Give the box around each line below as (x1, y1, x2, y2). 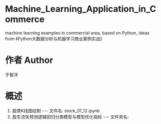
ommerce (5, 14, 45, 25)
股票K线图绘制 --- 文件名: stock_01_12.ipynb (12, 107, 100, 113)
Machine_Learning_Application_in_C (5, 3, 156, 15)
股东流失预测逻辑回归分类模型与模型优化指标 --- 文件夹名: (12, 114, 129, 120)
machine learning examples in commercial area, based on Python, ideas (5, 30, 150, 36)
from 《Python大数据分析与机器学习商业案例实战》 (5, 36, 105, 41)
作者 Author (5, 55, 54, 66)
